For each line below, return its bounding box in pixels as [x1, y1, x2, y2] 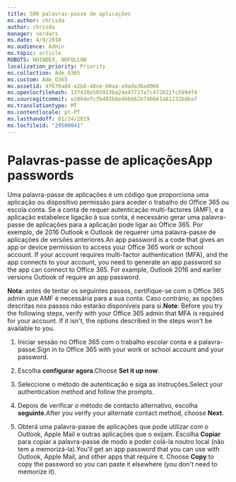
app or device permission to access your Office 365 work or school [7, 243, 203, 251]
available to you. [7, 324, 55, 332]
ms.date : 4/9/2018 [7, 37, 61, 44]
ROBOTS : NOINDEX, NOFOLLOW [7, 56, 87, 64]
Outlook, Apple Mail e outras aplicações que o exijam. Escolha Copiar [17, 430, 221, 438]
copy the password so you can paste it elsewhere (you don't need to [17, 460, 218, 469]
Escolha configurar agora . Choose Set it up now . [17, 366, 160, 375]
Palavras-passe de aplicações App [7, 152, 213, 168]
